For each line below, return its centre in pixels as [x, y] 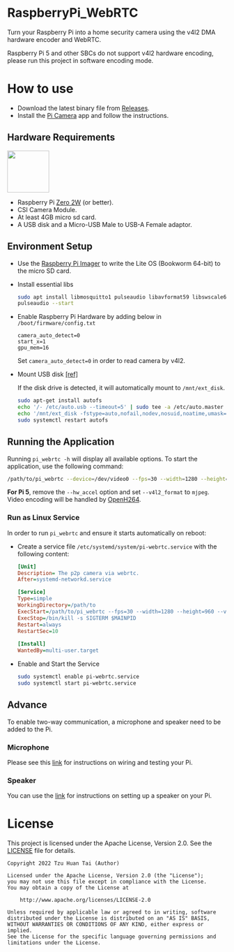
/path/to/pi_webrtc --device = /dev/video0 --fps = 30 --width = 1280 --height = [118, 479]
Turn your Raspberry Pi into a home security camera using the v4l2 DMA [111, 32]
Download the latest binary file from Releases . [83, 108]
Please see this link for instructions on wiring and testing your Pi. [100, 762]
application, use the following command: [65, 466]
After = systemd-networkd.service [64, 580]
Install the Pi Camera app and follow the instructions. [93, 115]
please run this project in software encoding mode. [80, 60]
